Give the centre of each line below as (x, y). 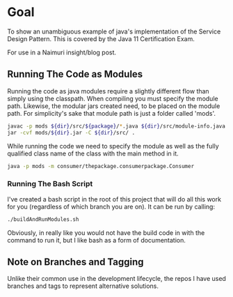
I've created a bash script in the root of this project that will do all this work (114, 199)
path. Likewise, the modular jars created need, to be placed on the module (114, 106)
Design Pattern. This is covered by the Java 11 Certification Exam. (101, 38)
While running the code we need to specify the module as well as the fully (113, 146)
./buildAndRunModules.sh (43, 219)
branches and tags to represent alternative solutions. (83, 286)
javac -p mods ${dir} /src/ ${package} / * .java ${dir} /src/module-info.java (116, 126)
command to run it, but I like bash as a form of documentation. (97, 240)
